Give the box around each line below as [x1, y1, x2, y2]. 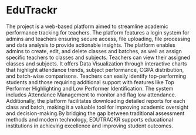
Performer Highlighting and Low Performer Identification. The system [6, 85, 174, 92]
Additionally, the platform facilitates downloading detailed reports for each [6, 97, 185, 104]
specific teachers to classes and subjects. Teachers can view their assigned [6, 54, 191, 61]
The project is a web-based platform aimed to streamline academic [6, 23, 168, 30]
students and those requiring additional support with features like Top [6, 78, 175, 85]
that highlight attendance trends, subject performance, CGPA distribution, [6, 66, 184, 73]
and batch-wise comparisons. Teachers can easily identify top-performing [6, 72, 187, 79]
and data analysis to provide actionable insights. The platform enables [6, 41, 176, 49]
